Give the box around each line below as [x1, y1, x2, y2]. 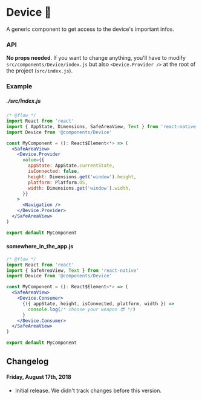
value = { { [22, 157, 45, 163]
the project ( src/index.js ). [6, 67, 73, 74]
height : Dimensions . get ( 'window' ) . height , [28, 173, 137, 180]
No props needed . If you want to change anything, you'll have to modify [6, 54, 186, 62]
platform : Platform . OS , [28, 179, 88, 185]
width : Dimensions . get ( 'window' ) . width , [28, 185, 131, 191]
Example [6, 82, 33, 91]
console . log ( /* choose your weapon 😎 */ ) [28, 306, 136, 312]
